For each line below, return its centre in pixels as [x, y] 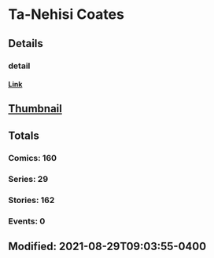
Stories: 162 [31, 200]
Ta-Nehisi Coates [66, 15]
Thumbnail [35, 109]
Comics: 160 [33, 158]
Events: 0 [27, 221]
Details [26, 44]
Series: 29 [28, 179]
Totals [24, 135]
